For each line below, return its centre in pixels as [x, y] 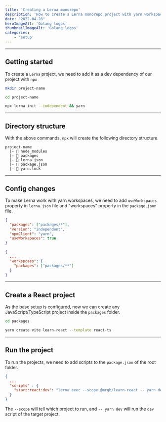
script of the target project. [33, 414]
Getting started [29, 62]
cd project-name [22, 97]
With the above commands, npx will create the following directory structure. [82, 138]
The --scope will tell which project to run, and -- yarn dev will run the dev [80, 409]
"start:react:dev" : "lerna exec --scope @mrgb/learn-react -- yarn [85, 390]
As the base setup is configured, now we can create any [62, 307]
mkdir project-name [25, 88]
